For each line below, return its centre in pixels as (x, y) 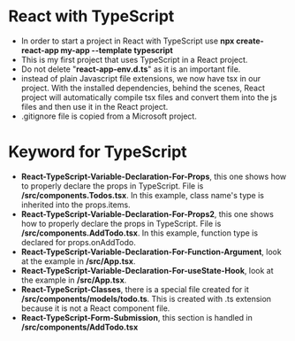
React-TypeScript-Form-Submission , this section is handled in (137, 317)
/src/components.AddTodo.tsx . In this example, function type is (139, 233)
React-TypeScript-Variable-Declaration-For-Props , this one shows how (154, 176)
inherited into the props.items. (76, 205)
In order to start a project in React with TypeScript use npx (128, 41)
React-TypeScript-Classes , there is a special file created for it (135, 289)
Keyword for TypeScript (98, 152)
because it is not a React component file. (95, 308)
